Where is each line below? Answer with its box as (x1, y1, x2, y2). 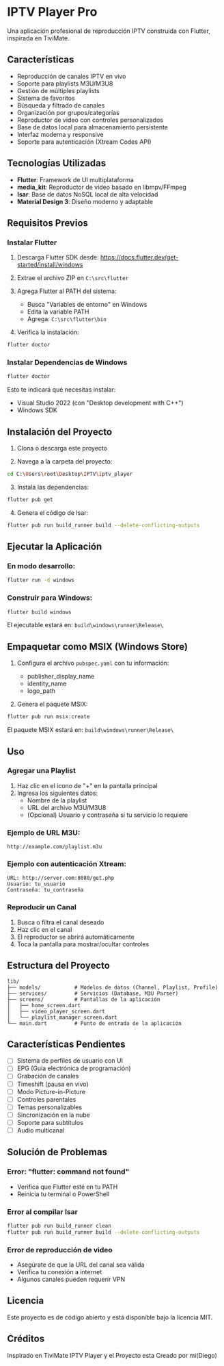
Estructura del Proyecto (7, 960, 111, 972)
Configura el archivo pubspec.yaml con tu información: (16, 659, 169, 668)
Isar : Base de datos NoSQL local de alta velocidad (16, 190, 158, 199)
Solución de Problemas (7, 1146, 108, 1158)
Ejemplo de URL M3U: (7, 828, 81, 837)
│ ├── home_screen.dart (7, 1002, 81, 1009)
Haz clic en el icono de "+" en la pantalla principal (16, 781, 158, 789)
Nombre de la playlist (27, 796, 87, 805)
